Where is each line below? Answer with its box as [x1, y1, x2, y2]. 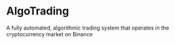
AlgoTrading [6, 4, 69, 18]
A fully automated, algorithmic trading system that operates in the [6, 24, 170, 31]
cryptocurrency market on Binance [6, 30, 93, 37]
